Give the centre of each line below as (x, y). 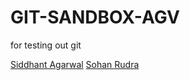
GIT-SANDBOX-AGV (95, 17)
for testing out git (46, 45)
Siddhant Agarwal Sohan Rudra (75, 64)
